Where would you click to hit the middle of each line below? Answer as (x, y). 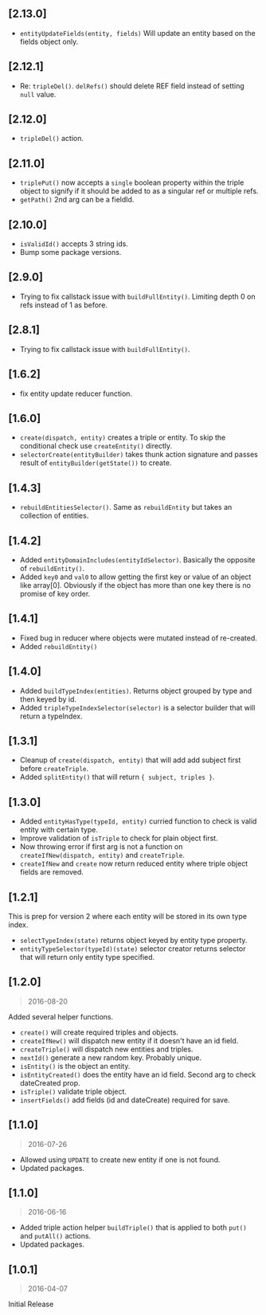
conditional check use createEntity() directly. (96, 446)
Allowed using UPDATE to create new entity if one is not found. (120, 1160)
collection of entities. (54, 516)
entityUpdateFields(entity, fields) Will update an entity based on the (138, 33)
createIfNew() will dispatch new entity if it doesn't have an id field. (129, 1040)
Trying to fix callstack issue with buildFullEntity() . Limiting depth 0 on (137, 296)
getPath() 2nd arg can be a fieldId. (77, 200)
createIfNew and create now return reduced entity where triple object (134, 863)
